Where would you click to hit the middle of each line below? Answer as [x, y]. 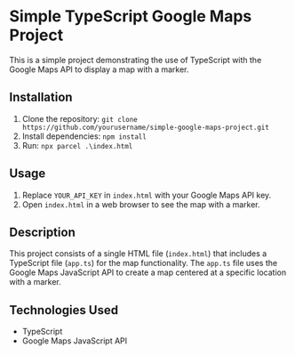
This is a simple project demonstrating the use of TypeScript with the [136, 60]
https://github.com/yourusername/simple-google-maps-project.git [145, 127]
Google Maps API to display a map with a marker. [99, 69]
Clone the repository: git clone [80, 118]
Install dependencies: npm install [84, 136]
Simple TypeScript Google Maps [131, 16]
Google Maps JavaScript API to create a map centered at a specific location [148, 272]
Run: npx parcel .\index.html [77, 145]
